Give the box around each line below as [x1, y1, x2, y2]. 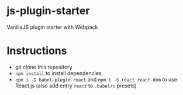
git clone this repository [15, 63, 72, 70]
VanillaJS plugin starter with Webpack [6, 23, 98, 30]
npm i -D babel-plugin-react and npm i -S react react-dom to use [15, 76, 178, 83]
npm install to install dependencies [15, 69, 102, 77]
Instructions [6, 44, 67, 57]
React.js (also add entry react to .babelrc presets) [15, 82, 137, 89]
